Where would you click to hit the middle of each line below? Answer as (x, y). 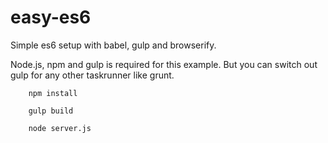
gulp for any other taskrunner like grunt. (92, 75)
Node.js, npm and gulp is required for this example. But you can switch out (164, 64)
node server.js (60, 128)
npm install (53, 93)
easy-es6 (51, 17)
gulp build (51, 111)
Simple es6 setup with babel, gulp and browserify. (113, 45)
